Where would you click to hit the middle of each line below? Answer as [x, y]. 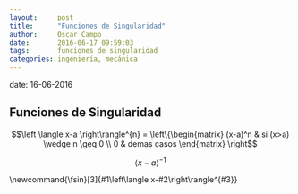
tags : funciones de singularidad [84, 51]
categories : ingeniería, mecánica [74, 59]
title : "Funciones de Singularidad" [88, 26]
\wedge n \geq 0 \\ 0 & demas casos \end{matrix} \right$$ [150, 143]
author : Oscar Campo [55, 34]
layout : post [42, 17]
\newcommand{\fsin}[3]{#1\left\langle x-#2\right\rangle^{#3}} [123, 180]
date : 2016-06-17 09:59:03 [72, 42]
